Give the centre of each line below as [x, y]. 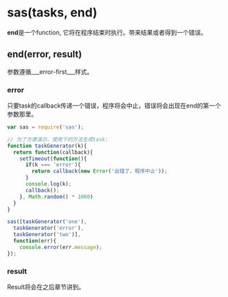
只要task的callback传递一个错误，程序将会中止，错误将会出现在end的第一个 [114, 106]
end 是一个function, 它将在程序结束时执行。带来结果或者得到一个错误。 [107, 32]
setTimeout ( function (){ [53, 159]
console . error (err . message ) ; [61, 247]
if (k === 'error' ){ [53, 165]
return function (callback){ [53, 152]
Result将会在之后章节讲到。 [46, 287]
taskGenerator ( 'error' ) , [49, 228]
